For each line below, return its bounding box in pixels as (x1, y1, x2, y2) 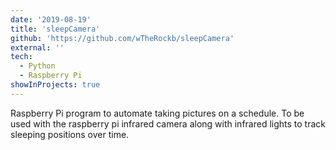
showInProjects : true (10, 80, 101, 90)
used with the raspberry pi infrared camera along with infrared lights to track (10, 117, 326, 130)
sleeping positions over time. (10, 128, 130, 140)
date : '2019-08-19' (10, 14, 92, 25)
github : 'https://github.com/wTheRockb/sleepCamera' (10, 33, 235, 43)
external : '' (10, 42, 65, 53)
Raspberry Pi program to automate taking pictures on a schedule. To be (10, 107, 305, 119)
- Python (19, 61, 56, 71)
